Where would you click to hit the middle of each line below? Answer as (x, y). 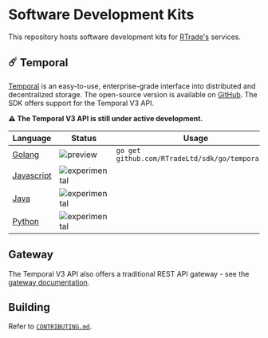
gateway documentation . (49, 282)
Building (29, 307)
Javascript (32, 175)
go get (128, 150)
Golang (26, 155)
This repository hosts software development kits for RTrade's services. (125, 37)
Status (84, 138)
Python (26, 221)
